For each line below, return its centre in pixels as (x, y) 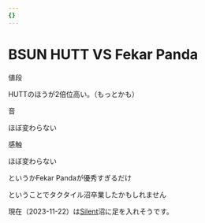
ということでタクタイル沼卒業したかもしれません (88, 195)
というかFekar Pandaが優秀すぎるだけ (70, 177)
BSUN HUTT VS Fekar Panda (103, 54)
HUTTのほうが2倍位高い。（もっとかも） (74, 94)
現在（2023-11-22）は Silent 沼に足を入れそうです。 (91, 211)
